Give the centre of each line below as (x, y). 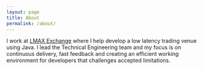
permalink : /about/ (31, 23)
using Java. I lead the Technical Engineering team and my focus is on (94, 47)
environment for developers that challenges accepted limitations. (88, 60)
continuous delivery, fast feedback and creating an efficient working (93, 54)
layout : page (23, 12)
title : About (23, 18)
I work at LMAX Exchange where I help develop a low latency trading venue (102, 41)
